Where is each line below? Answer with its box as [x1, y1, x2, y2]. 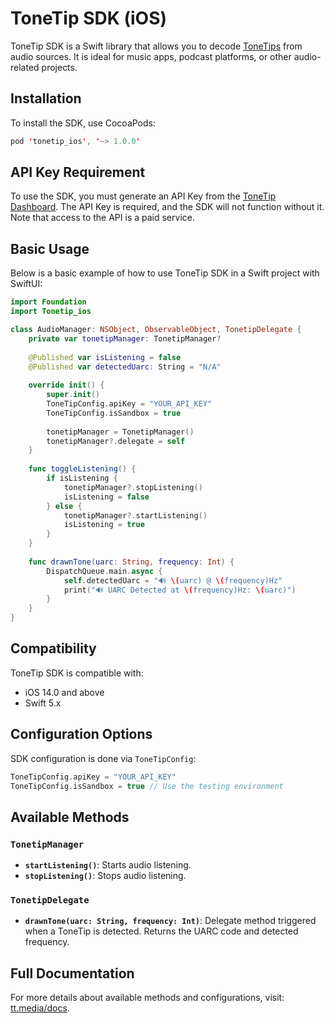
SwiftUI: [10, 278, 43, 290]
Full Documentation [10, 965, 135, 982]
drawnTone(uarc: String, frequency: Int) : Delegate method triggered [24, 915, 317, 927]
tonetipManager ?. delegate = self [46, 436, 186, 446]
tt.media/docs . [10, 1002, 70, 1014]
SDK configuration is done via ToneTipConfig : [10, 752, 197, 764]
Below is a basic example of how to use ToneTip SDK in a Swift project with [10, 267, 320, 279]
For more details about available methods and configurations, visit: [10, 992, 285, 1004]
